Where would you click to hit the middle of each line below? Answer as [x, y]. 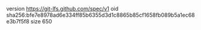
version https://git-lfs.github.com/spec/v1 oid [62, 9]
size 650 [41, 21]
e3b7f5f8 [18, 21]
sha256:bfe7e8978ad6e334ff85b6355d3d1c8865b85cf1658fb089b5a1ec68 [101, 15]
